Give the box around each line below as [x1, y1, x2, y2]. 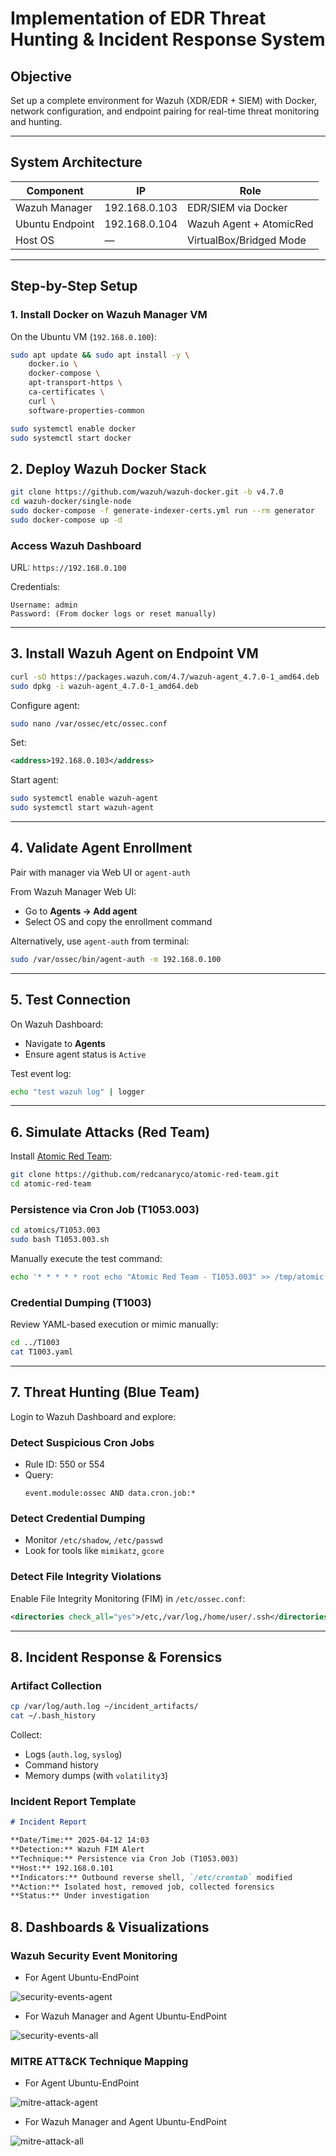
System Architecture [10, 154, 143, 171]
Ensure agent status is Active [24, 1048, 147, 1060]
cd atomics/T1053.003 [10, 1225, 101, 1236]
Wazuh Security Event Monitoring [10, 1948, 178, 1962]
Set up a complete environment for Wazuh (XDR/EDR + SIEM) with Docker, [10, 95, 317, 106]
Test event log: [10, 1067, 72, 1079]
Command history [24, 1758, 99, 1771]
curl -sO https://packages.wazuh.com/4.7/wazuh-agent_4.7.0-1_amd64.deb [10, 672, 320, 682]
